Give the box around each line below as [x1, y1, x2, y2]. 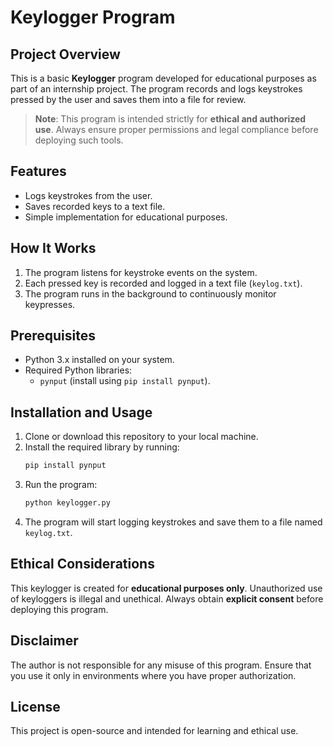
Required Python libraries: [24, 364, 133, 376]
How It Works [10, 240, 97, 257]
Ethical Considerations [10, 556, 155, 573]
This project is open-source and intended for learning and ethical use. [10, 725, 299, 737]
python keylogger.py [24, 498, 111, 508]
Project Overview [10, 46, 121, 63]
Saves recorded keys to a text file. [24, 200, 166, 212]
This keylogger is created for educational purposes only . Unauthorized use [10, 582, 323, 594]
